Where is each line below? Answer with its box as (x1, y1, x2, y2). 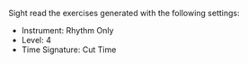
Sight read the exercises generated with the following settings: (8, 8, 240, 18)
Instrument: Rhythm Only (21, 25, 114, 35)
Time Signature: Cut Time (21, 44, 117, 55)
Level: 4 (21, 35, 51, 45)
